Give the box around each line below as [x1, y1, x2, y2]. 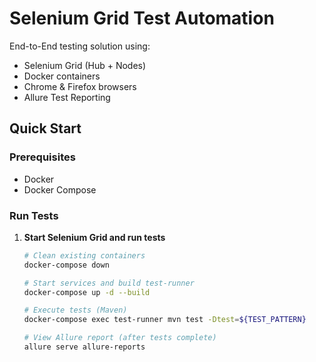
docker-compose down [23, 260, 110, 270]
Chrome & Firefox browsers [23, 80, 137, 92]
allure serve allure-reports [23, 342, 146, 352]
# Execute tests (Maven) [23, 305, 128, 316]
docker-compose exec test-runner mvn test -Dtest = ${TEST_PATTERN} [23, 315, 307, 325]
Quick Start [9, 120, 82, 137]
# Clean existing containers [23, 250, 146, 261]
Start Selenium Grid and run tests [23, 231, 166, 243]
